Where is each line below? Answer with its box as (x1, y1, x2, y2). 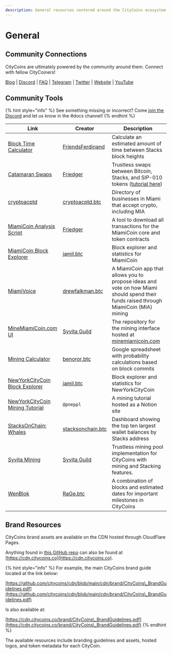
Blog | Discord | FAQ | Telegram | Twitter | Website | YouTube (5, 79, 134, 85)
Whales (8, 429, 26, 436)
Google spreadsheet (112, 346, 161, 353)
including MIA (112, 208, 145, 215)
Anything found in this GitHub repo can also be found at (5, 549, 123, 556)
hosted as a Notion (112, 401, 157, 408)
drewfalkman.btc (62, 288, 103, 295)
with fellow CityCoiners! (5, 69, 56, 75)
